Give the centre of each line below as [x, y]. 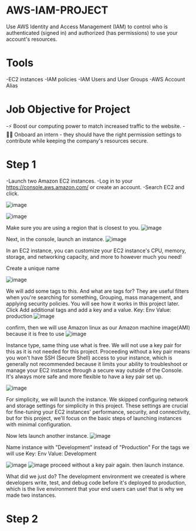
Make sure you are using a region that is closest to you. [73, 227]
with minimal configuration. [39, 424]
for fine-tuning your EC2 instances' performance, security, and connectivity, [98, 412]
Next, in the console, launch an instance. [55, 239]
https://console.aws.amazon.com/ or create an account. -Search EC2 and [95, 187]
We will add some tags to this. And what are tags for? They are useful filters [98, 291]
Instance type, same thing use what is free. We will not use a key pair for [94, 345]
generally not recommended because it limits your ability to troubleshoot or [97, 364]
